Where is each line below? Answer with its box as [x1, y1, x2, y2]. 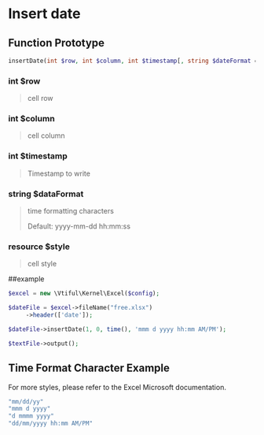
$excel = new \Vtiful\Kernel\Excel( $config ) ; [8, 289, 159, 298]
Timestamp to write [27, 169, 90, 178]
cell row [27, 94, 53, 103]
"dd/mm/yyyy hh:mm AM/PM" [8, 419, 93, 428]
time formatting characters [27, 206, 114, 216]
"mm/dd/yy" [8, 397, 44, 406]
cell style [27, 259, 57, 269]
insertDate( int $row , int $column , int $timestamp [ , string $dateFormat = [8, 57, 258, 65]
